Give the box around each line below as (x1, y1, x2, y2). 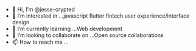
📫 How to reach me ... (12, 38, 69, 46)
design (12, 19, 30, 25)
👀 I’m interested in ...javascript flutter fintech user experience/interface (12, 12, 190, 19)
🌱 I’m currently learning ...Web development (12, 25, 123, 32)
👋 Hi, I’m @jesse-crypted (12, 6, 75, 13)
